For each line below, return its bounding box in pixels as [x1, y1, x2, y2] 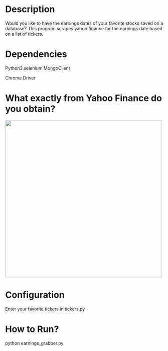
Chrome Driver [5, 74, 36, 81]
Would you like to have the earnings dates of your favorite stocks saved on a [5, 20, 163, 26]
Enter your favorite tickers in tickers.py [5, 306, 85, 312]
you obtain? [5, 103, 56, 115]
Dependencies [5, 49, 67, 60]
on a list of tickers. [5, 31, 44, 37]
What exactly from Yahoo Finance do [5, 93, 162, 104]
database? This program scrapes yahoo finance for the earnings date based [5, 25, 162, 31]
